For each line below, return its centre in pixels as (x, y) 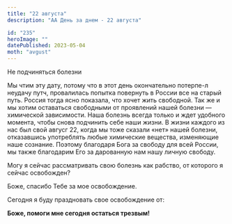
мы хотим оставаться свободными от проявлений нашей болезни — (110, 107)
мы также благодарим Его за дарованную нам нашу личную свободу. (111, 152)
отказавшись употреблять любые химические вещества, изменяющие (113, 137)
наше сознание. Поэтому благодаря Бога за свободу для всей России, (113, 144)
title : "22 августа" (37, 14)
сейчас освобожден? (39, 173)
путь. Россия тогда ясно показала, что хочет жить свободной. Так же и (114, 100)
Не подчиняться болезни (45, 72)
